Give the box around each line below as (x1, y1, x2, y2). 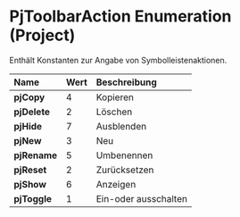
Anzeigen (95, 178, 137, 190)
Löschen (95, 105, 133, 118)
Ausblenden (95, 120, 147, 132)
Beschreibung (95, 76, 158, 88)
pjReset (13, 163, 47, 176)
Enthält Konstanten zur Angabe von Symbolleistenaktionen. (9, 54, 228, 65)
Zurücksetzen (95, 163, 154, 176)
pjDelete (13, 105, 51, 118)
